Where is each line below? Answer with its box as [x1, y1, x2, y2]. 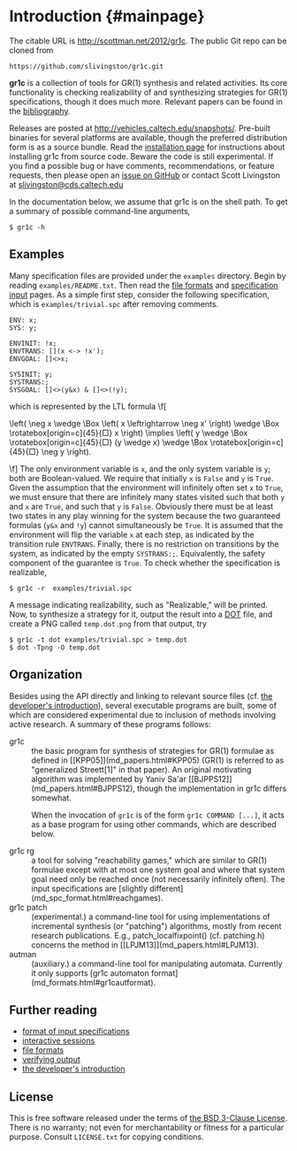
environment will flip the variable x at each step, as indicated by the [9, 529, 255, 540]
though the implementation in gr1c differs [136, 783, 287, 794]
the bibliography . [9, 105, 71, 116]
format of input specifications [21, 1026, 130, 1037]
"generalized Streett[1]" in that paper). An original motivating [31, 763, 252, 775]
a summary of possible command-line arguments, [9, 205, 191, 216]
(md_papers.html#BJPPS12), [31, 783, 135, 794]
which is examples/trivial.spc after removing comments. [9, 298, 219, 309]
